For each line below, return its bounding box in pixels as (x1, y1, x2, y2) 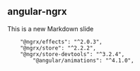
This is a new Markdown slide (7, 24, 94, 33)
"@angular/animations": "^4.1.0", (33, 57, 134, 64)
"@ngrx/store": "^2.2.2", (20, 44, 97, 52)
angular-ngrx (7, 6, 67, 18)
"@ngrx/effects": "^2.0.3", (20, 38, 103, 45)
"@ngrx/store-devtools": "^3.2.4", (20, 50, 125, 58)
